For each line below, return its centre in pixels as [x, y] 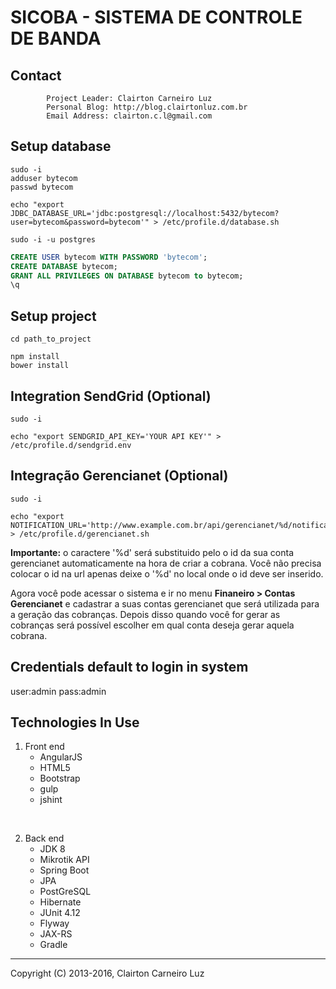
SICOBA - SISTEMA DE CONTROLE [156, 17]
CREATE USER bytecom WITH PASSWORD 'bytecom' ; [109, 257]
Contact [36, 75]
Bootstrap [60, 778]
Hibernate [60, 902]
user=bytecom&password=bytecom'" [80, 222]
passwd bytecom [42, 187]
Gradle [53, 945]
